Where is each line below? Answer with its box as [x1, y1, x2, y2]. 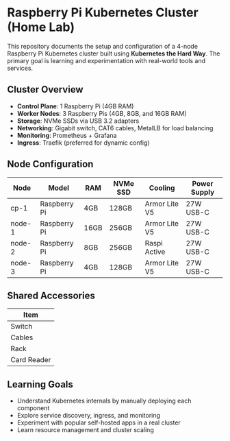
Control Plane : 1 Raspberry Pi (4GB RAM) [16, 102, 134, 110]
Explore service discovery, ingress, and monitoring [16, 412, 161, 420]
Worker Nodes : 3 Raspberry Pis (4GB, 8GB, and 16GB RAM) [16, 109, 187, 117]
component [16, 404, 50, 412]
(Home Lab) [7, 19, 75, 35]
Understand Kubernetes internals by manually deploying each [16, 396, 192, 405]
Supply [190, 187, 215, 197]
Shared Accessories [7, 289, 96, 301]
